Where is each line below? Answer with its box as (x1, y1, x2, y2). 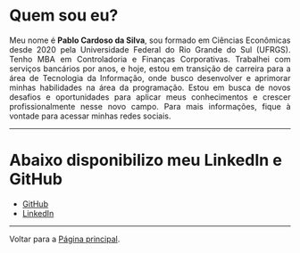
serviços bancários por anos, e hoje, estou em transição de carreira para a (9, 63, 291, 74)
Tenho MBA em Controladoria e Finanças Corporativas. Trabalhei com (9, 53, 291, 64)
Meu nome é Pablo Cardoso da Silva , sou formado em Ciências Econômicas (9, 35, 291, 45)
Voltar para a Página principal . (9, 233, 121, 244)
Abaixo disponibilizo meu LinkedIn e (9, 151, 283, 170)
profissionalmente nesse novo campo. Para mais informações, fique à (9, 101, 291, 111)
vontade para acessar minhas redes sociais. (9, 110, 171, 121)
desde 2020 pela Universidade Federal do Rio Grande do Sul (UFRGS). (9, 44, 291, 54)
